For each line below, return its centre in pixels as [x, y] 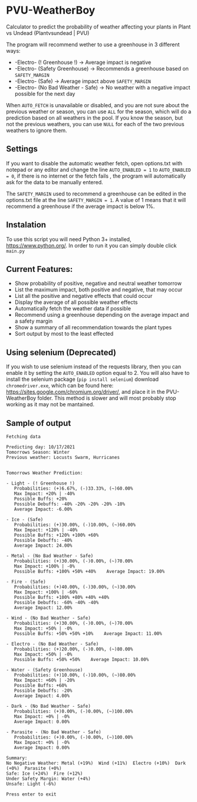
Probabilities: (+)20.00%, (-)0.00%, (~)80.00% [73, 649]
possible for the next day [45, 94]
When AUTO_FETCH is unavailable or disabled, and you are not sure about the [98, 105]
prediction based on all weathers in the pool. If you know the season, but [94, 118]
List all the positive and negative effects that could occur [83, 296]
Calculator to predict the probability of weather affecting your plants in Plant [98, 27]
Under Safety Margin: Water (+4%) [49, 779]
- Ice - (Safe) [25, 519]
